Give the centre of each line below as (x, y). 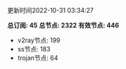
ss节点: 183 (34, 49)
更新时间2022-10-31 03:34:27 (50, 10)
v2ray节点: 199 (39, 40)
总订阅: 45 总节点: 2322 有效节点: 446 (63, 25)
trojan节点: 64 (38, 58)
